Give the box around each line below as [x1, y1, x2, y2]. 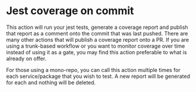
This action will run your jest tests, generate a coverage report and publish [6, 24, 188, 31]
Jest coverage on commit [6, 4, 134, 18]
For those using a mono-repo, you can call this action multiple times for [6, 66, 181, 73]
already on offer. [6, 55, 46, 62]
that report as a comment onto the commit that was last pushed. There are [6, 29, 188, 37]
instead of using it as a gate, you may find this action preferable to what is [6, 48, 187, 55]
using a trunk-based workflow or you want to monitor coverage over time [6, 42, 185, 50]
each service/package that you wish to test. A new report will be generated [6, 73, 190, 80]
